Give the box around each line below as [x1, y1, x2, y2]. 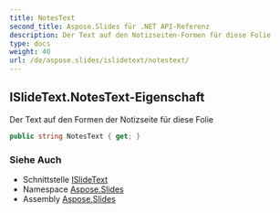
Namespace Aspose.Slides [22, 184, 125, 195]
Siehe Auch [9, 153, 62, 165]
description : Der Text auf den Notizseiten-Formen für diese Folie [9, 30, 272, 39]
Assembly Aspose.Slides [22, 193, 116, 204]
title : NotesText [9, 13, 76, 23]
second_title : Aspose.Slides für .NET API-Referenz [9, 22, 210, 31]
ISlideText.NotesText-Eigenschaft [9, 90, 205, 105]
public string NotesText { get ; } [9, 132, 141, 141]
